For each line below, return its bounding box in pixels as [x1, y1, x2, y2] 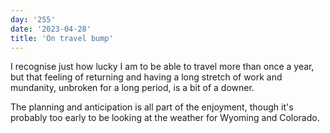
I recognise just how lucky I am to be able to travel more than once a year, [10, 61, 315, 73]
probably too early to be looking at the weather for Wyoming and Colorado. [10, 112, 320, 124]
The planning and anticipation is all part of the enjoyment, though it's [10, 101, 294, 113]
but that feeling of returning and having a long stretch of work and [10, 71, 283, 83]
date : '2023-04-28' [10, 24, 92, 34]
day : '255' [10, 14, 56, 25]
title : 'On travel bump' [10, 33, 114, 43]
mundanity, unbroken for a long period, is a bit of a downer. [10, 82, 255, 94]
